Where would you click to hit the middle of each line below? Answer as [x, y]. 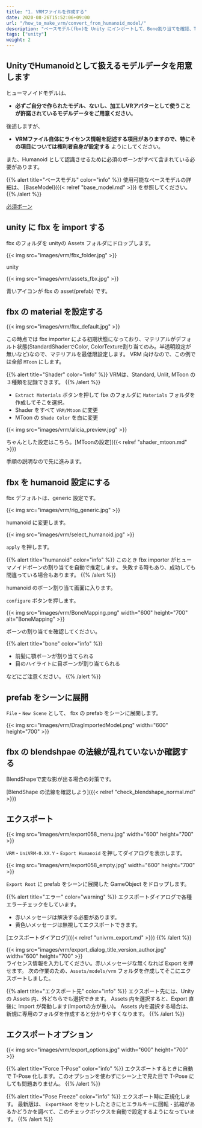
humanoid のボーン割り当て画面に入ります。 [61, 588]
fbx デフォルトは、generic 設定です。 [53, 498]
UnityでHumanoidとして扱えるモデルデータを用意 [99, 66]
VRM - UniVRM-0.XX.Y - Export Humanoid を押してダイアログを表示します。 [96, 853]
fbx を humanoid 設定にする [58, 482]
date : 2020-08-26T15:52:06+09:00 [48, 18]
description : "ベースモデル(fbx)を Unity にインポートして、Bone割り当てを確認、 [100, 29]
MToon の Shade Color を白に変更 [57, 418]
